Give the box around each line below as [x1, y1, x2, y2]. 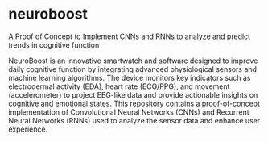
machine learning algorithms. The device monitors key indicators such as [8, 73, 251, 82]
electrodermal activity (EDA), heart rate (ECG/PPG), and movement [8, 81, 230, 91]
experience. [8, 124, 48, 134]
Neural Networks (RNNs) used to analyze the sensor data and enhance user [8, 115, 261, 125]
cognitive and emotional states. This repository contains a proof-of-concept [8, 98, 260, 108]
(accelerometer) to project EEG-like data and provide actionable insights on [8, 90, 258, 99]
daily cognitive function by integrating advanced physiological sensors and [8, 64, 258, 73]
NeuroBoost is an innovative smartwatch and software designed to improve [8, 56, 258, 65]
